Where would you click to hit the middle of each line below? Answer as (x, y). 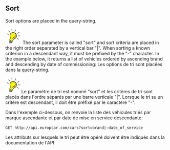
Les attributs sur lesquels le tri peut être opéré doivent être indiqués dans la (85, 137)
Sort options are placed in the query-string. (51, 20)
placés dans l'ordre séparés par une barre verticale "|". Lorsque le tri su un (84, 97)
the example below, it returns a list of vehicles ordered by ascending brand (84, 59)
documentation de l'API (30, 142)
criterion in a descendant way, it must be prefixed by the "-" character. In (82, 53)
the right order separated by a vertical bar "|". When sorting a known (78, 48)
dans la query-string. (27, 70)
